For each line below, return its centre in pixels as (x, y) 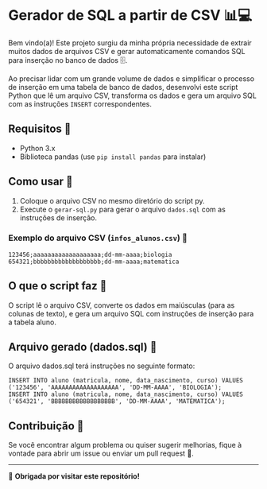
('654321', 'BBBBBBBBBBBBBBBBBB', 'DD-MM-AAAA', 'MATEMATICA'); (117, 402)
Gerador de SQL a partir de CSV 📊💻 (130, 16)
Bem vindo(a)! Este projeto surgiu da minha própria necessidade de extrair (130, 43)
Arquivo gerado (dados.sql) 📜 (83, 347)
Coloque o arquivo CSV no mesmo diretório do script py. (112, 200)
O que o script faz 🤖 (58, 286)
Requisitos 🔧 (40, 129)
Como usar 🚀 (41, 182)
